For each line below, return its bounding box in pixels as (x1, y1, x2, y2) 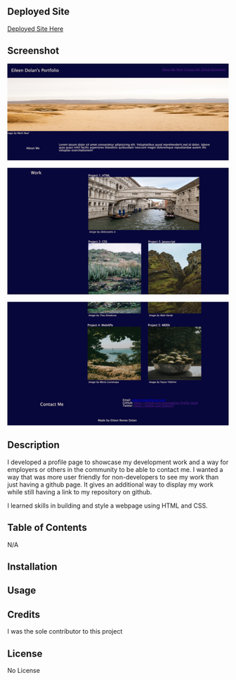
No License (7, 666, 41, 674)
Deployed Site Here (7, 24, 64, 33)
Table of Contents (7, 522, 88, 534)
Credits (7, 608, 41, 620)
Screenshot (7, 45, 60, 56)
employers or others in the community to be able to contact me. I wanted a (7, 465, 223, 473)
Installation (7, 560, 58, 572)
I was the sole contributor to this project (7, 627, 123, 636)
